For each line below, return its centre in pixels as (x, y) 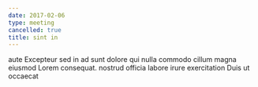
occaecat (24, 76)
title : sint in (33, 37)
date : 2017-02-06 (37, 15)
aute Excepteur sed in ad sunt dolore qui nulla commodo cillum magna (122, 60)
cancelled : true (35, 30)
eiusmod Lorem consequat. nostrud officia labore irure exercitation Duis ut (129, 68)
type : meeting (32, 23)
